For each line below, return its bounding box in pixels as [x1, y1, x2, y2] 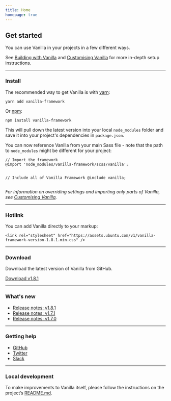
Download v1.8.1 [5, 275, 39, 282]
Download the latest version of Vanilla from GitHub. [5, 266, 113, 272]
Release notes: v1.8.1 [12, 305, 56, 311]
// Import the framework [5, 157, 58, 162]
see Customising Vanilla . [5, 194, 58, 200]
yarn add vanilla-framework [5, 99, 65, 104]
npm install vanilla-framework [5, 118, 72, 123]
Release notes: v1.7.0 [12, 315, 57, 321]
